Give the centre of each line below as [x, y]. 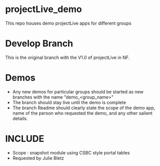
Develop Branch [39, 44]
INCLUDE [25, 139]
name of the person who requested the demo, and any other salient [82, 113]
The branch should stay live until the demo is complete [69, 102]
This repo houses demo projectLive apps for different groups [68, 23]
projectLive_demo [44, 9]
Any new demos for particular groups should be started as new [78, 92]
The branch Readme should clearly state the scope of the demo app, [84, 108]
